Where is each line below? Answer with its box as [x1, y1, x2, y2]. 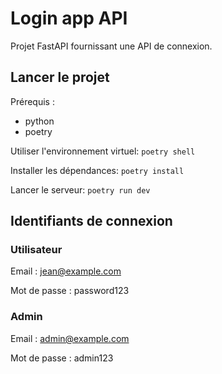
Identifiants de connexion [10, 213, 173, 230]
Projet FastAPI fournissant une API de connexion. [10, 40, 213, 52]
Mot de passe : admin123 [10, 352, 114, 364]
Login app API [10, 7, 128, 30]
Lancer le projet [10, 69, 110, 86]
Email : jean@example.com [10, 265, 122, 277]
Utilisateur [10, 243, 63, 257]
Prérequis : [10, 95, 55, 107]
